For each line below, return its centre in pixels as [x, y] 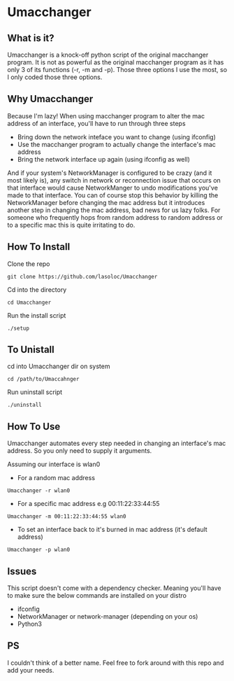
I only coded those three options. [55, 77]
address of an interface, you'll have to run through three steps [97, 123]
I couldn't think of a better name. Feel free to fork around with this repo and [116, 663]
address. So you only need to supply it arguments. [80, 451]
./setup [19, 328]
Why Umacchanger [50, 99]
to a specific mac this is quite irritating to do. [71, 225]
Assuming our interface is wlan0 [54, 464]
